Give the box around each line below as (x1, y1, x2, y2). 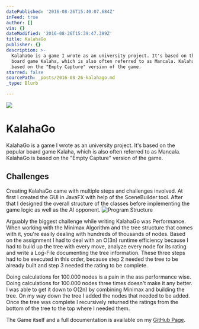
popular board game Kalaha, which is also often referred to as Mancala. (6, 148, 181, 155)
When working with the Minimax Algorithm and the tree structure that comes (6, 223, 193, 231)
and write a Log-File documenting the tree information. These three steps (6, 249, 185, 256)
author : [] (6, 20, 33, 25)
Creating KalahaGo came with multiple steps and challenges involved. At (6, 187, 183, 194)
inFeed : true (6, 14, 38, 20)
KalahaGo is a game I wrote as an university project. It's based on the (6, 142, 175, 149)
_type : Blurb (6, 81, 38, 87)
